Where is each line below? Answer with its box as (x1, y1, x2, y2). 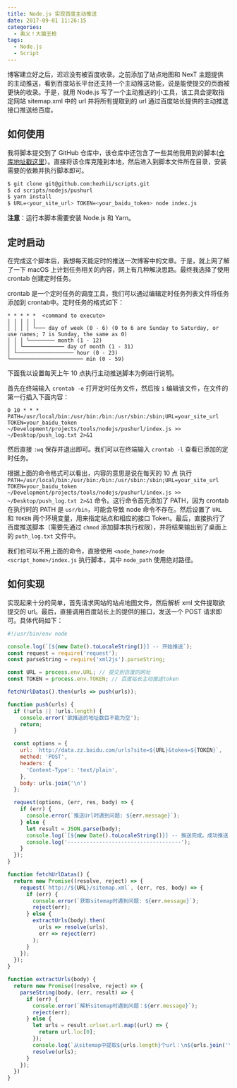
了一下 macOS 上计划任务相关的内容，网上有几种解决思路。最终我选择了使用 (7, 265, 230, 273)
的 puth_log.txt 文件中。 (7, 532, 80, 540)
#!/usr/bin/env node (7, 630, 68, 637)
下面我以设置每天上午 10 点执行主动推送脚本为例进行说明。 (7, 369, 178, 377)
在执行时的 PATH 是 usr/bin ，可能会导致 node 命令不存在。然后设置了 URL (7, 505, 222, 513)
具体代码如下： (19, 616, 63, 624)
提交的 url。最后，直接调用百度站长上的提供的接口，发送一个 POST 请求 (7, 607, 217, 616)
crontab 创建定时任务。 (7, 274, 75, 282)
